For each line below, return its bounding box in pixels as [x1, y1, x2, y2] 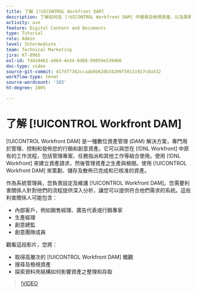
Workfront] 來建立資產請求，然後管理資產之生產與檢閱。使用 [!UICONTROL [6, 159, 187, 167]
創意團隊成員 [14, 228, 46, 235]
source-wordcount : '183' [6, 80, 67, 86]
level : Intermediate [6, 42, 57, 47]
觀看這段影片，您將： [6, 241, 57, 248]
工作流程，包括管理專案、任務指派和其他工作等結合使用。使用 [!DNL [16, 152, 181, 159]
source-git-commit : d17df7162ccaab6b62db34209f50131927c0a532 [6, 69, 161, 74]
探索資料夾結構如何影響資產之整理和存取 [14, 268, 113, 275]
